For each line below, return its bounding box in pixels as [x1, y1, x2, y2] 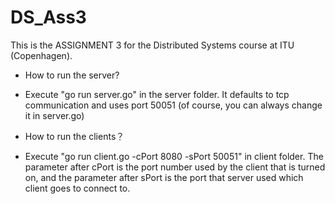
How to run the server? [24, 69, 120, 81]
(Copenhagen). [10, 49, 73, 61]
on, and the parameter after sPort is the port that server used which [24, 171, 304, 183]
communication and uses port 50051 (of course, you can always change [24, 99, 323, 111]
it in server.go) [24, 109, 85, 121]
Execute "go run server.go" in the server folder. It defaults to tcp [24, 88, 290, 100]
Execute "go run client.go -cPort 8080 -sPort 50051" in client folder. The [24, 150, 324, 162]
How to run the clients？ [24, 130, 125, 142]
